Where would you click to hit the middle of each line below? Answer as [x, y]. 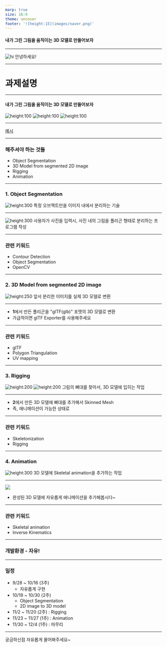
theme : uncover [21, 19]
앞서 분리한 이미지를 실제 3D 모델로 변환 [72, 296]
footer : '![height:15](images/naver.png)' [50, 24]
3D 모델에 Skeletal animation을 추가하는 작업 [78, 473]
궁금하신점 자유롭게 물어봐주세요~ [38, 640]
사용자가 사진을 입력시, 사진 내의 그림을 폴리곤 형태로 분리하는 [93, 221]
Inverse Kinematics [32, 533]
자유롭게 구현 [33, 589]
